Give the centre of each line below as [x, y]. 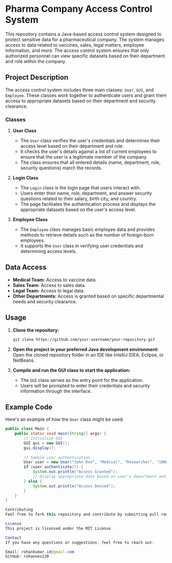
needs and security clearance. [45, 301]
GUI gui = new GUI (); [47, 443]
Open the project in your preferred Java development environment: [85, 349]
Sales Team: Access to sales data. [49, 285]
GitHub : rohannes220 [27, 557]
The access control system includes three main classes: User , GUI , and [80, 90]
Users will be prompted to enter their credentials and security [85, 385]
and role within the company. [36, 61]
